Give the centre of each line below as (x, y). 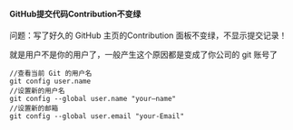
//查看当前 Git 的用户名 (51, 74)
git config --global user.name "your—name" (93, 99)
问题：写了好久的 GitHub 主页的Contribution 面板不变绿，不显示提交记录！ (148, 35)
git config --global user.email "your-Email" (97, 116)
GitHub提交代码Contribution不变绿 (75, 14)
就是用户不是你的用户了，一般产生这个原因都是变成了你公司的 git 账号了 (144, 55)
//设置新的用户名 (37, 91)
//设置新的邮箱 (34, 108)
